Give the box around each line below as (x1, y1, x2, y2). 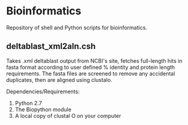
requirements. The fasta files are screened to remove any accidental (6, 70, 175, 77)
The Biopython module (14, 106, 72, 113)
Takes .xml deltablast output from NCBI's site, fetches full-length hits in (6, 57, 183, 64)
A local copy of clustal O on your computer (14, 112, 121, 119)
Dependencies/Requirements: (6, 88, 80, 95)
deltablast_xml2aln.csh (6, 41, 96, 51)
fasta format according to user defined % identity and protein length (6, 63, 175, 71)
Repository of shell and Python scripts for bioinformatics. (6, 24, 148, 31)
